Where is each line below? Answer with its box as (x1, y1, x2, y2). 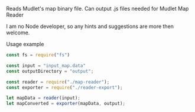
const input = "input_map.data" (6, 62, 86, 69)
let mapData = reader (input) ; (6, 95, 81, 101)
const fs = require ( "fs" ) (6, 52, 70, 58)
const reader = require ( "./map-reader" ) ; (6, 79, 110, 85)
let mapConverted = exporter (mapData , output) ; (6, 101, 126, 107)
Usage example (6, 41, 44, 47)
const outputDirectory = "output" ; (6, 68, 94, 74)
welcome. (6, 29, 30, 36)
